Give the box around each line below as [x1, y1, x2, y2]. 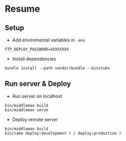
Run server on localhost [12, 93, 62, 99]
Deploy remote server [12, 116, 58, 123]
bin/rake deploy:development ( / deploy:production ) [5, 131, 122, 136]
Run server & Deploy [5, 80, 71, 88]
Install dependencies [12, 56, 57, 62]
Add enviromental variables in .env [12, 37, 86, 43]
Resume [5, 3, 40, 15]
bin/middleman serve [5, 107, 49, 112]
